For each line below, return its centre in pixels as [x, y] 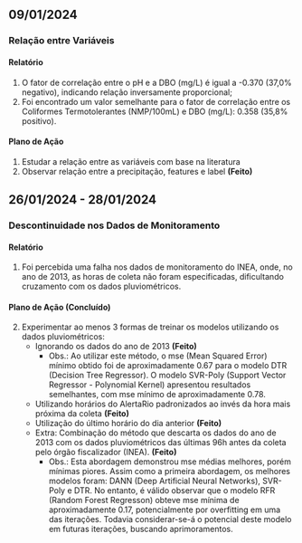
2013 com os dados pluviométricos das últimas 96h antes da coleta [160, 443]
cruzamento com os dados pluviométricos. [101, 286]
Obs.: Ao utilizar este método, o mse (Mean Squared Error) [158, 356]
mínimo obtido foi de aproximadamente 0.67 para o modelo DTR [168, 366]
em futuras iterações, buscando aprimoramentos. [141, 529]
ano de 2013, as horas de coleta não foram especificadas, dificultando [152, 277]
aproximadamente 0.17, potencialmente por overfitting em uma [165, 510]
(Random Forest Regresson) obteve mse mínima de [144, 500]
